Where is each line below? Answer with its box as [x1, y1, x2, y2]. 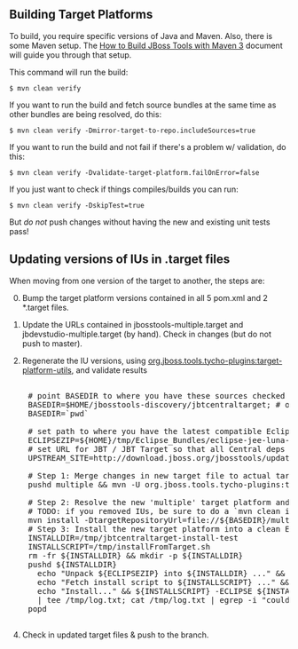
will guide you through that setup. [9, 49, 132, 60]
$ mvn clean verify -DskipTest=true [9, 201, 145, 210]
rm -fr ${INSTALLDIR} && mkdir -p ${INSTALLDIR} [27, 550, 244, 560]
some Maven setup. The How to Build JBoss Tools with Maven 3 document [9, 40, 283, 51]
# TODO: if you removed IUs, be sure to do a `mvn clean [27, 506, 281, 516]
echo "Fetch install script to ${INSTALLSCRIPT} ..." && [36, 577, 290, 587]
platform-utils [21, 364, 73, 376]
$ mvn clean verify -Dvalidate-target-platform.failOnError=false [9, 168, 260, 177]
